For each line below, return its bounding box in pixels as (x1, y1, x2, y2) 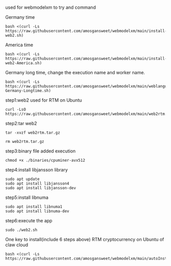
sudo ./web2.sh (5, 227, 38, 232)
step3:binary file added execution (5, 148, 76, 154)
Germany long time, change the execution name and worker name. (5, 70, 145, 75)
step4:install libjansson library (5, 167, 68, 172)
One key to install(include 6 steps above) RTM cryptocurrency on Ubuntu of (5, 237, 164, 242)
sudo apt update (5, 176, 40, 182)
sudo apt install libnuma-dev (5, 209, 70, 214)
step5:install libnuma (5, 194, 49, 200)
